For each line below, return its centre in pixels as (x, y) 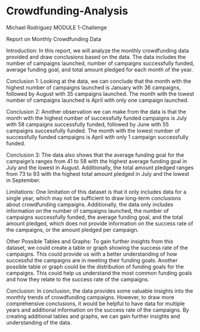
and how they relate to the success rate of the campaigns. (78, 279)
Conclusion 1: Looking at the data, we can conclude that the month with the (99, 81)
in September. (23, 180)
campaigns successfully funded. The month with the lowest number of (93, 131)
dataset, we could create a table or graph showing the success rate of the (97, 247)
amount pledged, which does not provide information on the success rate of (100, 223)
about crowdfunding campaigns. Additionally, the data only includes (90, 204)
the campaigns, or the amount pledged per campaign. (73, 229)
